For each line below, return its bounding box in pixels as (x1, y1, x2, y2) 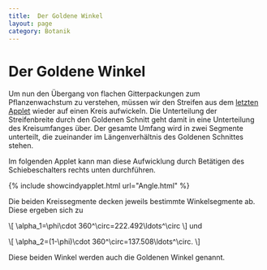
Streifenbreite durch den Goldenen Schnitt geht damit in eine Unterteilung (8, 115, 255, 124)
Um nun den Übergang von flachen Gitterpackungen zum (8, 89, 200, 98)
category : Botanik (8, 27, 71, 35)
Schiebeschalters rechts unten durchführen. (8, 165, 156, 175)
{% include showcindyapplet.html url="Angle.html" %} (8, 181, 191, 191)
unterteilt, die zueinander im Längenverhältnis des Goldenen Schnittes (8, 132, 243, 142)
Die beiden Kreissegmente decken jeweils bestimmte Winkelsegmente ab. (8, 197, 256, 207)
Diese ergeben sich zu (8, 205, 84, 216)
